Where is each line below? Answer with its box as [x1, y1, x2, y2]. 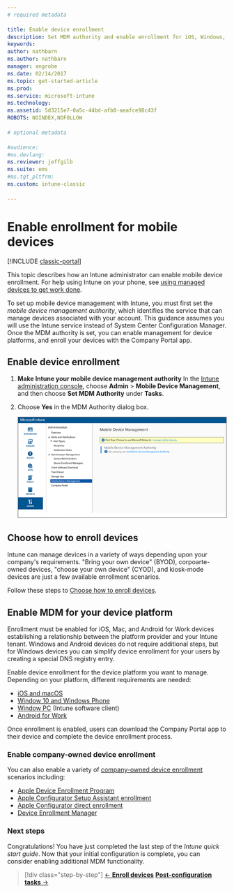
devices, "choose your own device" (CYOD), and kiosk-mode [28, 566, 204, 574]
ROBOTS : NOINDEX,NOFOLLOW [7, 115, 82, 121]
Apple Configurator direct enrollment [17, 802, 123, 810]
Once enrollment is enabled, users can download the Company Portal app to [7, 725, 226, 733]
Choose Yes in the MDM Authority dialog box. [17, 403, 149, 411]
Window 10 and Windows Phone [17, 696, 110, 704]
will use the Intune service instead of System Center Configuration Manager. [7, 321, 227, 330]
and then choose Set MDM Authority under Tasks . [17, 390, 164, 398]
